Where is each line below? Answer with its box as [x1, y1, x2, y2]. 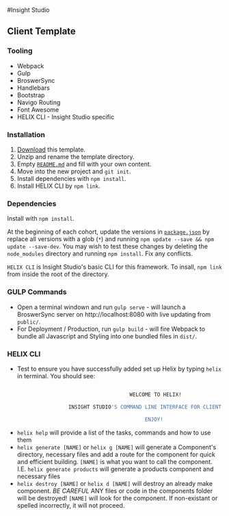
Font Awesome [16, 106, 59, 114]
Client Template [7, 25, 77, 37]
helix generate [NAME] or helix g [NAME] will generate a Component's [16, 443, 217, 451]
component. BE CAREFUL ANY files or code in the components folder [16, 487, 213, 495]
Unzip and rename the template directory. [16, 152, 135, 160]
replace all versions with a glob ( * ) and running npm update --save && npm [7, 235, 214, 243]
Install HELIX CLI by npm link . [16, 182, 100, 190]
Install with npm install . [7, 214, 75, 223]
